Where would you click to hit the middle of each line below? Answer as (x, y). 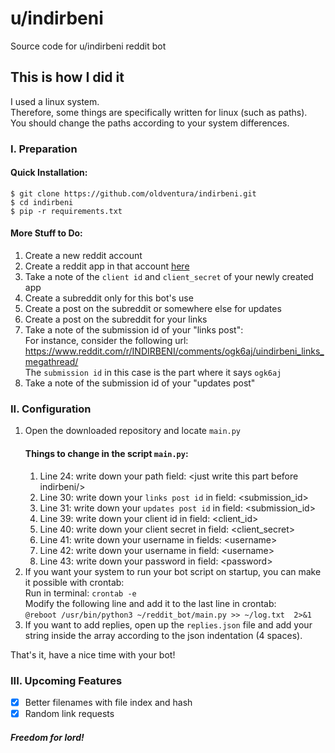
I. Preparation (44, 149)
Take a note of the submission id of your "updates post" (140, 383)
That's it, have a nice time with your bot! (93, 654)
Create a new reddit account (83, 256)
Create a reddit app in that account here (107, 266)
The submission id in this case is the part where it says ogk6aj (153, 373)
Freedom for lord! (47, 737)
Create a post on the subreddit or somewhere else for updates (153, 309)
